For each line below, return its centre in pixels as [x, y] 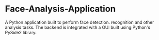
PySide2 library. [21, 32]
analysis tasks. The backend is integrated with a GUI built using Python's [78, 27]
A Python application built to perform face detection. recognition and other [79, 22]
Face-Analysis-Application [60, 9]
